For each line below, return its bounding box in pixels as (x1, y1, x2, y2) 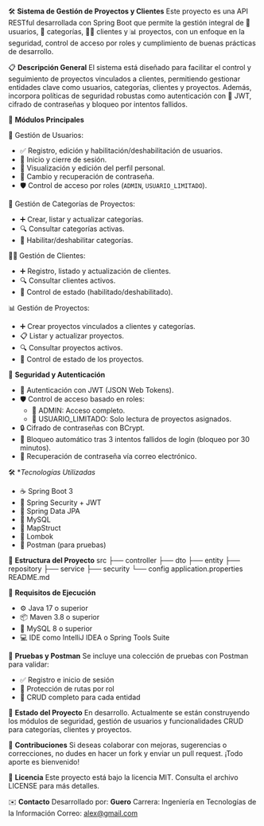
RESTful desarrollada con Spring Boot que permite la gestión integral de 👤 (8, 18, 250, 27)
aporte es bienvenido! (8, 757, 80, 766)
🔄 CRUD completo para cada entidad (19, 692, 141, 702)
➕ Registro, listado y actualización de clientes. (19, 266, 171, 276)
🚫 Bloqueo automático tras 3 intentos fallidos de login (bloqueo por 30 (19, 435, 250, 444)
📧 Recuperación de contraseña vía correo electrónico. (19, 452, 197, 460)
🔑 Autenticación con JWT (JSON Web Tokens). (19, 386, 174, 394)
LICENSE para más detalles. (8, 781, 99, 790)
